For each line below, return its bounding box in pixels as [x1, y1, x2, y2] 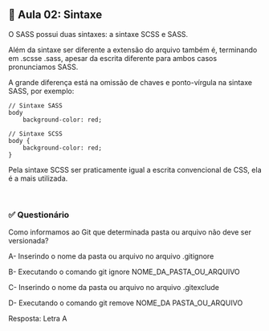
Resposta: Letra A [8, 314, 67, 324]
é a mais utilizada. [8, 174, 68, 183]
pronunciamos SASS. [8, 62, 79, 72]
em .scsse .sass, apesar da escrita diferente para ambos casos [8, 53, 218, 63]
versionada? [8, 236, 49, 246]
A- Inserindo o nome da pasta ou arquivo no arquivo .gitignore [8, 251, 214, 261]
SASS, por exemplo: [8, 86, 75, 96]
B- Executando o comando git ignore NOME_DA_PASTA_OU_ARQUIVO [8, 267, 241, 277]
